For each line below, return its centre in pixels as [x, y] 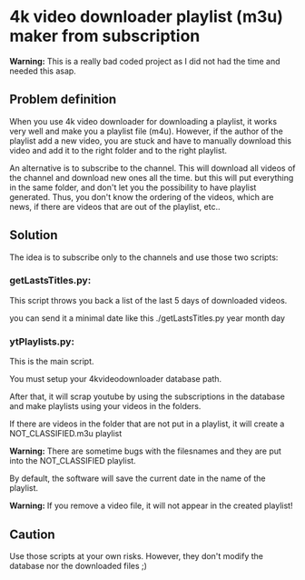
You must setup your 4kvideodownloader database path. [116, 379]
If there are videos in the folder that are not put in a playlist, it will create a [147, 424]
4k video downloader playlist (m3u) [147, 17]
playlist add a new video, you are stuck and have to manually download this [151, 140]
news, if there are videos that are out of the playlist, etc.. [115, 206]
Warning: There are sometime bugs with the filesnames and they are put [145, 451]
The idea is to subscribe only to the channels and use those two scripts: [144, 257]
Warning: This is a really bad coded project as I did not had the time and [145, 61]
